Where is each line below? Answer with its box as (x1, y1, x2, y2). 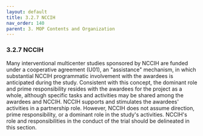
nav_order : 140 (6, 20, 45, 26)
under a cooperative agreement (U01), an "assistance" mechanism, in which (6, 66, 196, 73)
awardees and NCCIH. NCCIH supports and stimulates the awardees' (6, 98, 179, 105)
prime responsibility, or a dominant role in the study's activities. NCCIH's (6, 111, 188, 118)
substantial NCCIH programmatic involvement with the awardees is (6, 72, 174, 79)
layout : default (6, 8, 47, 15)
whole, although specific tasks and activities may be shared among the (6, 91, 184, 99)
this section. (6, 123, 37, 131)
